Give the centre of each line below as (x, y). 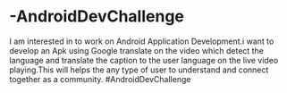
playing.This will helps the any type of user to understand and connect (139, 70)
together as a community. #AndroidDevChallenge (100, 79)
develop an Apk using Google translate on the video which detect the (136, 50)
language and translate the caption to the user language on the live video (144, 60)
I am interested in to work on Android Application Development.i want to (142, 41)
